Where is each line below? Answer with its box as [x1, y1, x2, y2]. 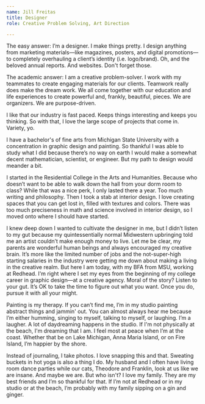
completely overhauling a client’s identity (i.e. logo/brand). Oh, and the [12, 56, 190, 63]
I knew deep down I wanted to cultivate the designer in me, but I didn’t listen [6, 225, 198, 232]
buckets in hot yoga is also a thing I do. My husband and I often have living [6, 358, 194, 366]
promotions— [164, 49, 199, 56]
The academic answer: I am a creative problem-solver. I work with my [6, 74, 182, 81]
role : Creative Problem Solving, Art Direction [6, 20, 130, 26]
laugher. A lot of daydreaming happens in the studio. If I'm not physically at [6, 321, 195, 328]
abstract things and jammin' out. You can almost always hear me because [6, 308, 192, 315]
